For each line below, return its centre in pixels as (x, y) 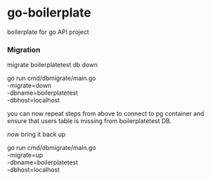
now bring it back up (36, 134)
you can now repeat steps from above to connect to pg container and (106, 114)
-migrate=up (25, 155)
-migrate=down (29, 86)
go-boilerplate (49, 13)
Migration (24, 50)
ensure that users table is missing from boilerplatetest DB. (90, 121)
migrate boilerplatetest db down (52, 65)
